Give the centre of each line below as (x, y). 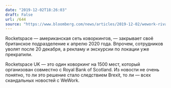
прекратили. (19, 55)
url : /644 (16, 19)
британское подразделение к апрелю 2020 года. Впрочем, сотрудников (84, 44)
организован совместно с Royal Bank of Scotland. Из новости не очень (82, 70)
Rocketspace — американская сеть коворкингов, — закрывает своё (79, 38)
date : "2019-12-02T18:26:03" (36, 10)
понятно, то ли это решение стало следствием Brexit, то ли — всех (78, 75)
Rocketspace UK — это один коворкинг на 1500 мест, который (73, 64)
